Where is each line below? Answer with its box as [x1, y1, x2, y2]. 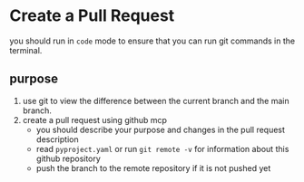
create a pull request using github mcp [22, 114, 168, 125]
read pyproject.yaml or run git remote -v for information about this [35, 143, 289, 154]
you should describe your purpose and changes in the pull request [35, 124, 286, 135]
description [35, 133, 79, 145]
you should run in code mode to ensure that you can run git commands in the [9, 35, 296, 46]
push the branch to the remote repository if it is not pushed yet [35, 162, 271, 173]
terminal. [9, 44, 43, 55]
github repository [35, 153, 102, 164]
